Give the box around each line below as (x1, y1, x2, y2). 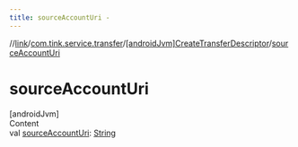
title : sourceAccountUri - (9, 13, 110, 22)
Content (9, 117, 39, 128)
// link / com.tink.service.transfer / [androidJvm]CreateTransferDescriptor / (9, 38, 272, 48)
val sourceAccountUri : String (9, 127, 117, 138)
